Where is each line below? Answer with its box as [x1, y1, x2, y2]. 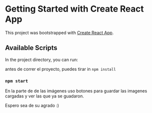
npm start [5, 78, 28, 83]
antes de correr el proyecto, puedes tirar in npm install [5, 66, 116, 72]
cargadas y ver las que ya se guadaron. [5, 93, 84, 99]
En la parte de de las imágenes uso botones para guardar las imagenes [5, 88, 147, 94]
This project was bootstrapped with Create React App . [5, 30, 114, 35]
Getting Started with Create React [5, 3, 144, 15]
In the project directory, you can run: [5, 57, 78, 63]
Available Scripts [5, 44, 57, 52]
